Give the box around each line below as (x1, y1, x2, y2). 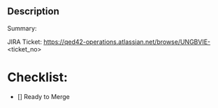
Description (7, 6, 59, 17)
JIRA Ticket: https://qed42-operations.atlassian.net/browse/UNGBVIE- (7, 38, 211, 46)
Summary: (7, 24, 37, 32)
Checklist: (7, 70, 68, 85)
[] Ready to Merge (17, 92, 70, 100)
